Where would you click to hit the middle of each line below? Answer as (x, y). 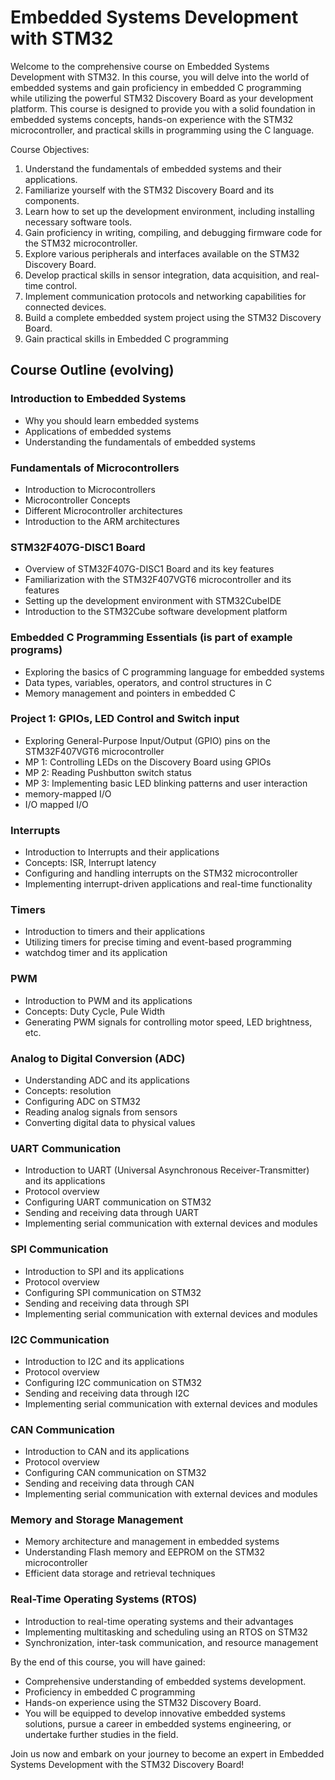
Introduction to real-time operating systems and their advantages (159, 1621)
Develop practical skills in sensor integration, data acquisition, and (161, 275)
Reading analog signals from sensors (101, 1112)
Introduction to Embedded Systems (98, 399)
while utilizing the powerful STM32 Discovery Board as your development (162, 98)
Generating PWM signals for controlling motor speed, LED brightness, (168, 1022)
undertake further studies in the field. (101, 1734)
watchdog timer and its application (96, 953)
